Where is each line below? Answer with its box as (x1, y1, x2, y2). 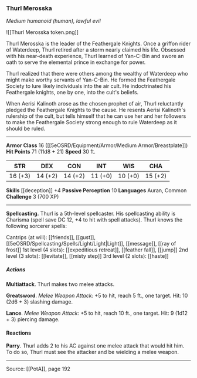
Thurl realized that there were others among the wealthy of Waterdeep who (6, 70, 188, 77)
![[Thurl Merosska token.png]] (6, 29, 79, 36)
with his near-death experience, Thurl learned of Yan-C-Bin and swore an (6, 53, 184, 60)
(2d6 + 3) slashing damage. (6, 298, 73, 305)
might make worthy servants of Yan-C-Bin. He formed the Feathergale (6, 76, 176, 83)
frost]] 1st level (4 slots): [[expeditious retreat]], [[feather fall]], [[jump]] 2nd (6, 246, 189, 253)
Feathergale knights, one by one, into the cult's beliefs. (6, 89, 139, 96)
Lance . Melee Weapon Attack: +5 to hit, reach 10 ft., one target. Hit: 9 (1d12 (6, 309, 188, 317)
